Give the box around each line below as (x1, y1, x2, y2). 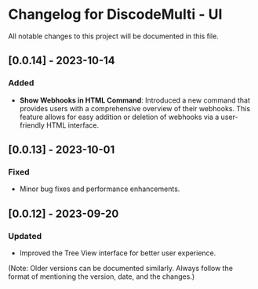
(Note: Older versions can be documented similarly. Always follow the (8, 264, 234, 273)
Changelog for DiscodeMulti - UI (8, 5, 223, 23)
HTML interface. (46, 120, 100, 130)
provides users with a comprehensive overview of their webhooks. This (19, 103, 251, 113)
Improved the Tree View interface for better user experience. (19, 248, 216, 258)
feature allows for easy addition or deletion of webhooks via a (19, 112, 220, 121)
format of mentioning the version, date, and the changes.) (8, 272, 195, 281)
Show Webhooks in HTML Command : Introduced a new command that (19, 96, 251, 105)
